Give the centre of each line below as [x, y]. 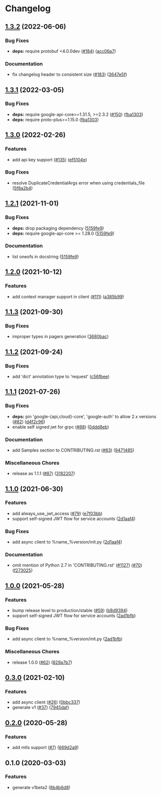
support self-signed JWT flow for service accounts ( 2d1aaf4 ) [74, 519]
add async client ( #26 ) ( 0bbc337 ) [46, 702]
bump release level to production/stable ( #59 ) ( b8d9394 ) [70, 611]
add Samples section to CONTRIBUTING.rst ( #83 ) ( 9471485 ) [73, 450]
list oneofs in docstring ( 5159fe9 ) [46, 256]
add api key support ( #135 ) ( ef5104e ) [49, 159]
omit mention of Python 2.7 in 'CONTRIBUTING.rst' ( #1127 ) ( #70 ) [77, 565]
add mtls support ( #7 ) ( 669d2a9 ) [46, 748]
